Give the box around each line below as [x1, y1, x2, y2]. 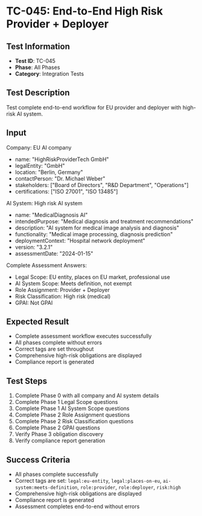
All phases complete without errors [14, 339, 103, 346]
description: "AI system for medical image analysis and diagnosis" [14, 224, 180, 231]
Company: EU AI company [6, 144, 72, 151]
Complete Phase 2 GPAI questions [14, 424, 101, 431]
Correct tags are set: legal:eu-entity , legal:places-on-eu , [14, 477, 162, 485]
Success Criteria [6, 454, 71, 465]
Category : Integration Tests [14, 70, 84, 77]
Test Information [6, 41, 71, 51]
